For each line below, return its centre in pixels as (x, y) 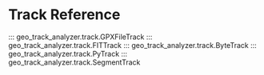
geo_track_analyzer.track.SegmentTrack (74, 62)
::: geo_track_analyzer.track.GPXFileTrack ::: (80, 37)
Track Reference (64, 15)
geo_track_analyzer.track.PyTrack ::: (68, 53)
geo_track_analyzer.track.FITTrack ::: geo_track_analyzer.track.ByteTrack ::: (133, 45)
